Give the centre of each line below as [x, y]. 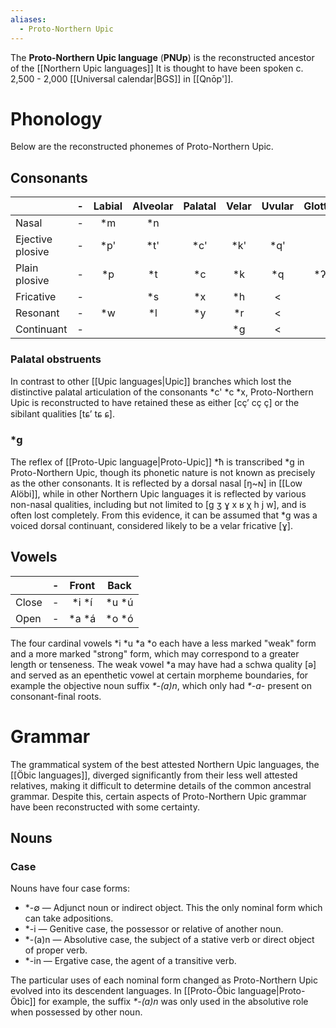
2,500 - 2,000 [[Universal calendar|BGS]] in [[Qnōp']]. [122, 78]
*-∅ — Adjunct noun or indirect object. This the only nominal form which [173, 908]
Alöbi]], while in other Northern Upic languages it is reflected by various [158, 493]
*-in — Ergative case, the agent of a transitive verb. [130, 961]
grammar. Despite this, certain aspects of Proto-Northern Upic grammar [158, 796]
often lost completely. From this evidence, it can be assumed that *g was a [164, 515]
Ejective [34, 239]
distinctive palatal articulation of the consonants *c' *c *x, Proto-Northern [162, 392]
